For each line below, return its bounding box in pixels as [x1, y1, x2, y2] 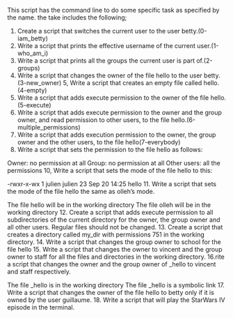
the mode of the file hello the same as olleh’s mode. [7, 188, 155, 195]
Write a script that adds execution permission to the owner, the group [17, 130, 216, 139]
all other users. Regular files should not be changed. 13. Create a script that [7, 223, 223, 231]
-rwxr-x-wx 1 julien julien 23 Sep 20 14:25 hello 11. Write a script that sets [7, 180, 217, 188]
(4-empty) [17, 86, 47, 94]
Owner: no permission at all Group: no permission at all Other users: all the [7, 159, 220, 167]
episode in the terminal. [7, 303, 75, 311]
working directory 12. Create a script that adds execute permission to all [7, 209, 214, 216]
